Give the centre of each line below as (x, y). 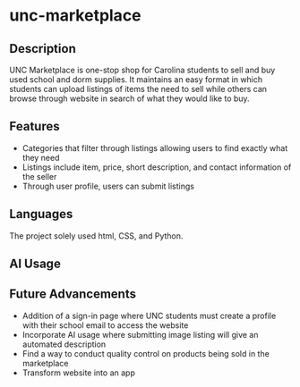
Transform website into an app (79, 373)
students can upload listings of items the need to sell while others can (138, 89)
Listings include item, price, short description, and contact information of (157, 167)
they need (41, 157)
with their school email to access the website (105, 325)
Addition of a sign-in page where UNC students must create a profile (149, 315)
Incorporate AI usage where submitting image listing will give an (140, 334)
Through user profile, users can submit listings (108, 186)
